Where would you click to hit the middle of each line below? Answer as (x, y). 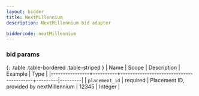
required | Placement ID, (155, 80)
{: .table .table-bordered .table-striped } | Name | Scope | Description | (93, 67)
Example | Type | (27, 74)
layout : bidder (25, 12)
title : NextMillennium (34, 17)
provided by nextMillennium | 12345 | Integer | (63, 86)
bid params (23, 54)
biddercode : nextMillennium (41, 33)
